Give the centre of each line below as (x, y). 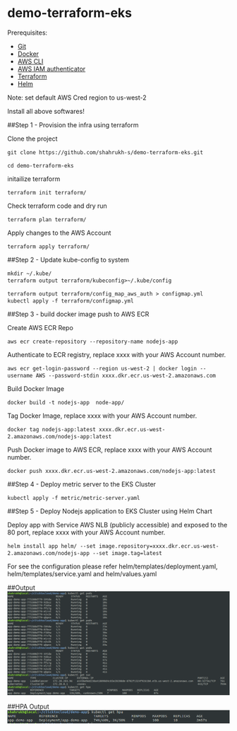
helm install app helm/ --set (52, 546)
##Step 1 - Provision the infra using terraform (73, 124)
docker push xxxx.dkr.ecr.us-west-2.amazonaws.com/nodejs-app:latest (112, 471)
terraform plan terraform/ (47, 220)
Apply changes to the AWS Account (59, 233)
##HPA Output (28, 706)
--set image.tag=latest (127, 553)
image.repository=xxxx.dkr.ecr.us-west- (159, 546)
